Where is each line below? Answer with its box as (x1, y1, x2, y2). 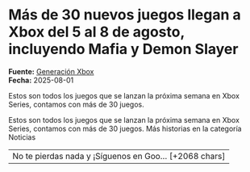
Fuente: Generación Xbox (8, 66, 94, 76)
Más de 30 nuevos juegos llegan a (8, 6, 242, 24)
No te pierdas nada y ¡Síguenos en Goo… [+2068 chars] (12, 150, 226, 162)
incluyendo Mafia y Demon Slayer (8, 40, 239, 58)
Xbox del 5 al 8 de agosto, (8, 23, 185, 41)
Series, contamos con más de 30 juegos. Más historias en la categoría (8, 124, 242, 133)
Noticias (8, 132, 36, 142)
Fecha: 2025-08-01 (8, 75, 74, 85)
